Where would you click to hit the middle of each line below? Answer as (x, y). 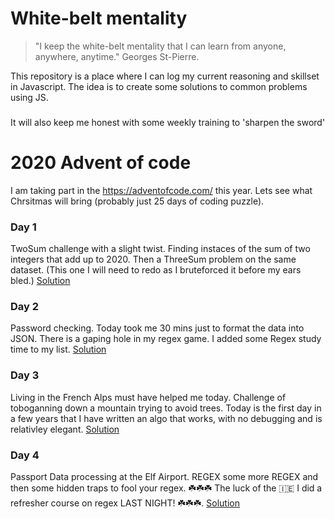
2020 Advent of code (101, 163)
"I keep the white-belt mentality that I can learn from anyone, (160, 46)
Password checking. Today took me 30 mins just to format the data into (157, 328)
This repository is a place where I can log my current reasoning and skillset (165, 76)
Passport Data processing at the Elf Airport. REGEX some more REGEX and (164, 476)
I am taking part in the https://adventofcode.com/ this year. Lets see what (161, 190)
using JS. (29, 97)
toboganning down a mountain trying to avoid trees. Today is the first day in (166, 408)
